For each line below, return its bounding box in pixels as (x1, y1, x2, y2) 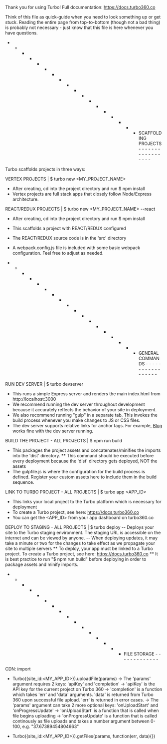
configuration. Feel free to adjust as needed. (12, 250, 104, 256)
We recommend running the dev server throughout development (12, 401, 146, 407)
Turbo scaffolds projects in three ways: (5, 166, 86, 172)
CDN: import (5, 666, 31, 672)
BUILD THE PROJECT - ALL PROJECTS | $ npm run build (5, 438, 122, 443)
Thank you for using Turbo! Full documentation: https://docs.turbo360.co (5, 5, 156, 10)
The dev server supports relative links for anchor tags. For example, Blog (12, 423, 163, 428)
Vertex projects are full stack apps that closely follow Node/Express (12, 191, 152, 197)
